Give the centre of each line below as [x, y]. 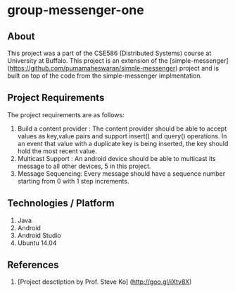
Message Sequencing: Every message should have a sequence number [121, 173]
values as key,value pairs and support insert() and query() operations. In [122, 136]
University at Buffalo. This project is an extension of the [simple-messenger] [118, 61]
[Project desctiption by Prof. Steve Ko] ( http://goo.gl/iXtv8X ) [104, 282]
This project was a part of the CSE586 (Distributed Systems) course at [109, 53]
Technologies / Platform [61, 203]
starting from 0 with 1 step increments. [73, 181]
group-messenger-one [76, 10]
